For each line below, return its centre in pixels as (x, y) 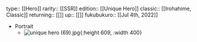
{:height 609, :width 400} (111, 33)
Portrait (24, 26)
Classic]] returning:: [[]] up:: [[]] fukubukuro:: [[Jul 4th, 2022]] (82, 15)
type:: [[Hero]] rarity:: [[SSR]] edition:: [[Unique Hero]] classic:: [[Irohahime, (99, 9)
